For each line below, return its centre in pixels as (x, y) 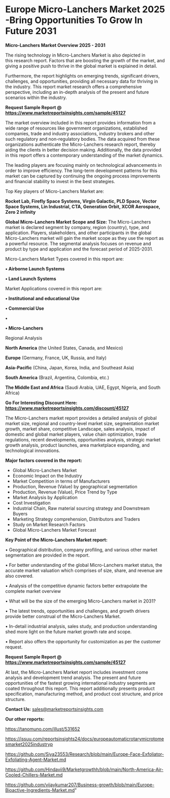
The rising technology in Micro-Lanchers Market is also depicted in (75, 55)
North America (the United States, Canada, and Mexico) (64, 347)
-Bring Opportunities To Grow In (74, 20)
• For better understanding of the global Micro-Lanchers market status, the (84, 565)
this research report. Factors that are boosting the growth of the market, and (85, 60)
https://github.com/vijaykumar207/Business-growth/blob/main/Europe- (80, 785)
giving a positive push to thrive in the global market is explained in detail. (81, 66)
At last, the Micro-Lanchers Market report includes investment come (77, 672)
